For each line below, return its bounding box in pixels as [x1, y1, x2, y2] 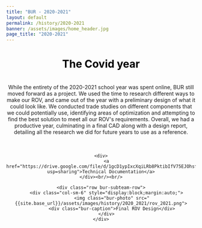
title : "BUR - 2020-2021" [6, 8, 71, 15]
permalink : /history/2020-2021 [6, 20, 85, 26]
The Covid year [62, 57, 140, 71]
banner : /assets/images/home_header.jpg [6, 25, 109, 32]
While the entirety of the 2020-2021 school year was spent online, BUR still [8, 84, 194, 91]
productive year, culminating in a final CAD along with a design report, [14, 122, 188, 130]
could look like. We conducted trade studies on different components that [10, 103, 192, 110]
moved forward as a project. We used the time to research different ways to [7, 90, 195, 97]
